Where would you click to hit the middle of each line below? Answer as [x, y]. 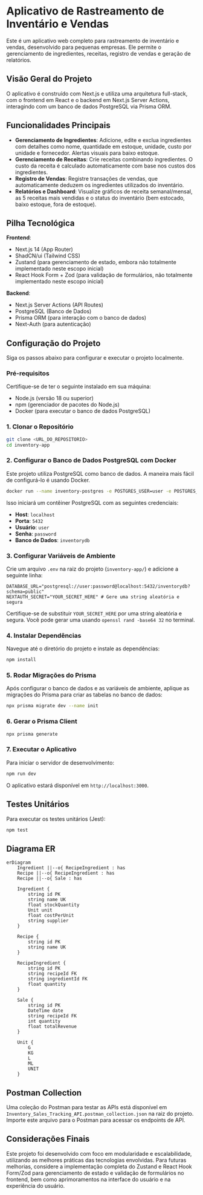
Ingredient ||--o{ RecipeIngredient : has [71, 868]
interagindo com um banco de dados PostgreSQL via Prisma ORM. [89, 106]
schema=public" [25, 592]
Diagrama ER [31, 848]
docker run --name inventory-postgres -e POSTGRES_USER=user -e [89, 491]
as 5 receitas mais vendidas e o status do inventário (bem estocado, [100, 198]
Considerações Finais [48, 1139]
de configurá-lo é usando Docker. [48, 480]
